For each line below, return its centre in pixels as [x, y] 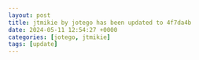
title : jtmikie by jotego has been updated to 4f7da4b [100, 23]
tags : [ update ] [33, 44]
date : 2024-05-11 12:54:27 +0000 [63, 30]
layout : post [29, 15]
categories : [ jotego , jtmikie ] [59, 37]
